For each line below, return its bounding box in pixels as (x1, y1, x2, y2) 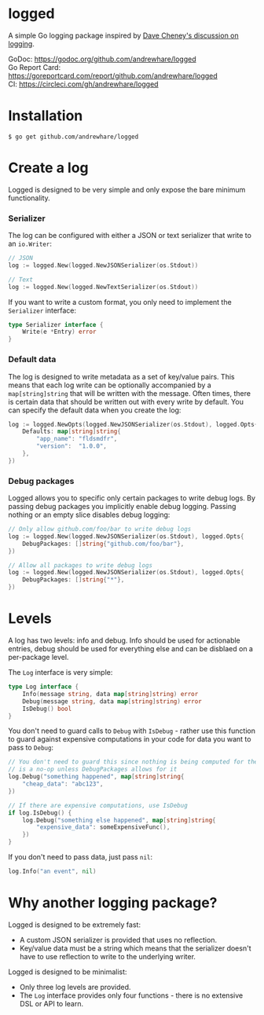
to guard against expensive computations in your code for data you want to (8, 735, 251, 744)
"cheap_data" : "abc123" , (22, 780, 104, 788)
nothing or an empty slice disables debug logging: (8, 510, 170, 519)
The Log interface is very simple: (8, 668, 113, 677)
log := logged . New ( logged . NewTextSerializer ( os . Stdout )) (8, 283, 199, 291)
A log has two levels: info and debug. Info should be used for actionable (8, 636, 241, 645)
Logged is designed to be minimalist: (8, 967, 127, 977)
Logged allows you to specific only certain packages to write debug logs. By (8, 493, 256, 503)
